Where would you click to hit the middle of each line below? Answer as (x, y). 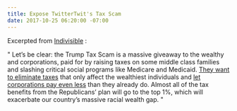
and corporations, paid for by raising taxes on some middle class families (114, 62)
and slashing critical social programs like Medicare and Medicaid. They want (119, 69)
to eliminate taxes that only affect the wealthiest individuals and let (104, 77)
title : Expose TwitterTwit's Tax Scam (64, 14)
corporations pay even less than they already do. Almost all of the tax (108, 84)
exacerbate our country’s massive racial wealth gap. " (85, 99)
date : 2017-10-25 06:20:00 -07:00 (58, 21)
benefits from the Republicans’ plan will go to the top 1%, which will (105, 92)
